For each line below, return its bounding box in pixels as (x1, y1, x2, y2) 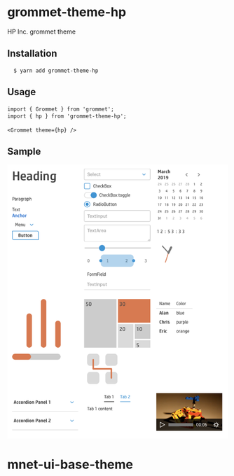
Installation (7, 48, 57, 59)
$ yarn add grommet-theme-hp (13, 67, 99, 74)
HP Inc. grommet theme (7, 27, 76, 36)
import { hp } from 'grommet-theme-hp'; (7, 113, 128, 120)
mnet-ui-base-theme (7, 456, 133, 472)
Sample (7, 145, 41, 157)
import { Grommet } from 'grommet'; (7, 106, 114, 113)
